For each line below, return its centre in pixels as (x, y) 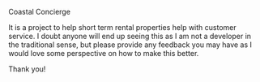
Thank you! (27, 69)
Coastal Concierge (40, 12)
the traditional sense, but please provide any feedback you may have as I (130, 45)
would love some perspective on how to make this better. (104, 53)
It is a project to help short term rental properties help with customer (122, 27)
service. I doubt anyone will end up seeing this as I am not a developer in (130, 36)
